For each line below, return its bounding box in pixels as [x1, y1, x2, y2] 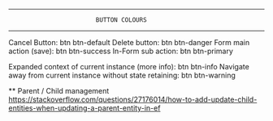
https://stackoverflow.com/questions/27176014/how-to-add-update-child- [8, 94, 258, 104]
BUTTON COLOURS [95, 16, 148, 24]
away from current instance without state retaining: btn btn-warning [8, 70, 236, 80]
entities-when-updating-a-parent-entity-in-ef [8, 103, 161, 113]
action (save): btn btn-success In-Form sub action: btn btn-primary [8, 46, 234, 56]
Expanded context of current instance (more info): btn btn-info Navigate [8, 62, 249, 71]
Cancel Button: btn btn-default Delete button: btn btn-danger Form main [8, 38, 250, 47]
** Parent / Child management [8, 86, 110, 95]
